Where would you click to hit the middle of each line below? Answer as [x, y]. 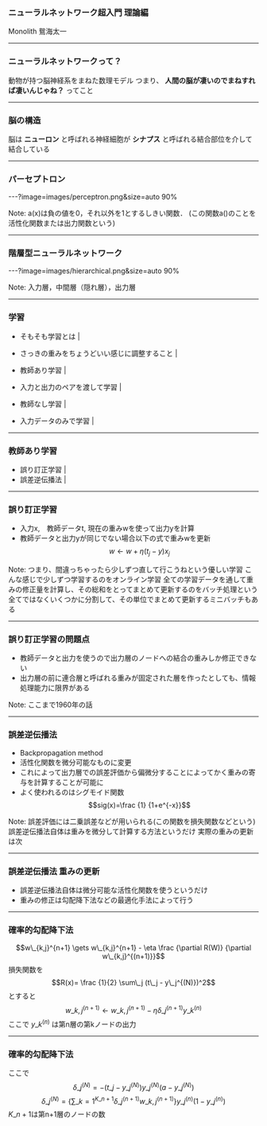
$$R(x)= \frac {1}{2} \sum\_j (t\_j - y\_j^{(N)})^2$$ [133, 983]
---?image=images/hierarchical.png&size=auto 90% [94, 271]
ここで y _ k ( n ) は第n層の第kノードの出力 [72, 1023]
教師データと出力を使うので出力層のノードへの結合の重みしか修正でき [135, 658]
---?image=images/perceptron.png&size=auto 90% [93, 197]
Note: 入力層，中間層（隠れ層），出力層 [72, 287]
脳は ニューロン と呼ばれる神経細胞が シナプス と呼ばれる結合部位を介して [130, 139]
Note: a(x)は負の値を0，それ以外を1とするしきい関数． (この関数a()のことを [132, 213]
